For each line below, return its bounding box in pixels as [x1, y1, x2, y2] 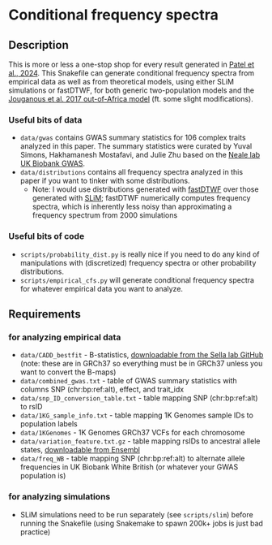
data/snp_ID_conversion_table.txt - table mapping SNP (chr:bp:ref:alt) [19, 393, 258, 403]
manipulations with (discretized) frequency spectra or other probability [19, 257, 257, 267]
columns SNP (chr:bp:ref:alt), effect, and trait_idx [19, 384, 185, 395]
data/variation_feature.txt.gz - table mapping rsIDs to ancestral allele [19, 436, 261, 446]
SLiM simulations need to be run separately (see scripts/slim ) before [19, 509, 253, 519]
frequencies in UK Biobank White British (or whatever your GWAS [19, 462, 239, 472]
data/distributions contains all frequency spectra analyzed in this [19, 167, 244, 177]
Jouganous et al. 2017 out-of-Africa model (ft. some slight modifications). [8, 94, 253, 103]
